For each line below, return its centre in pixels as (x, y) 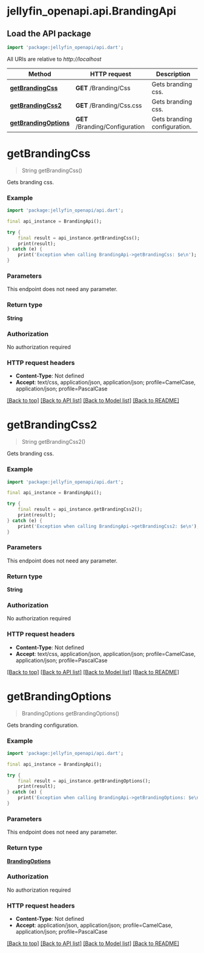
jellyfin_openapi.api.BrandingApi (92, 11)
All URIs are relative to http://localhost (54, 59)
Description (173, 74)
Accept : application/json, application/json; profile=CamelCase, (94, 925)
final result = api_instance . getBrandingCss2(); (80, 510)
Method (40, 74)
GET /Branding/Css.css (109, 105)
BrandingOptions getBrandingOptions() (71, 713)
